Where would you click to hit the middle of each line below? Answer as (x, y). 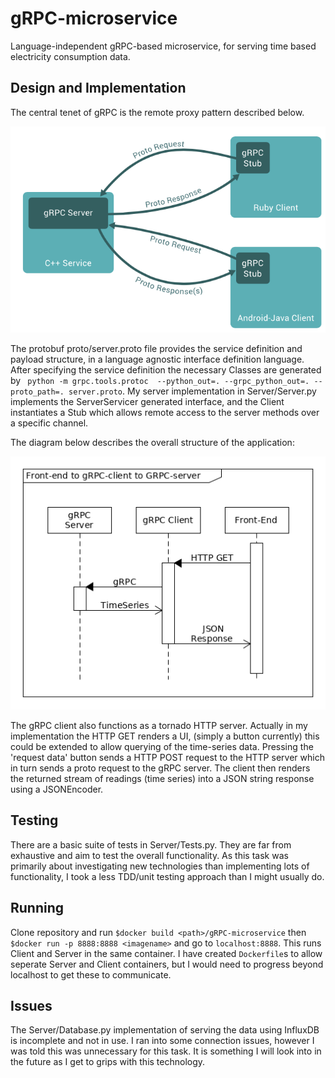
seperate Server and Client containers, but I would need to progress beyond (167, 964)
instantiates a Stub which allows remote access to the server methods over (165, 412)
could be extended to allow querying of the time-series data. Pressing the (162, 747)
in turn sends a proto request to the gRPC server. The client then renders (160, 768)
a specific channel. (49, 423)
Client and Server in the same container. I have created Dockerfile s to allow (166, 953)
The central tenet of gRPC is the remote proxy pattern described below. (157, 112)
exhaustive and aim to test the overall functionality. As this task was (149, 855)
